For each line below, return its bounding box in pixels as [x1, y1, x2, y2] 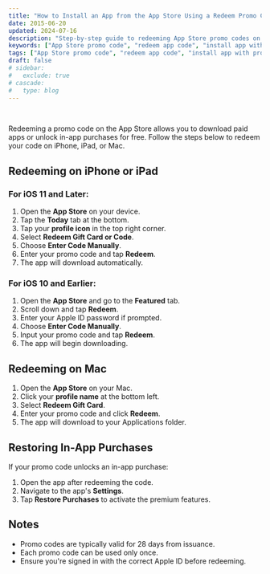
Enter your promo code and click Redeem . [19, 409, 161, 418]
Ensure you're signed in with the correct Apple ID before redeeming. [19, 556, 247, 566]
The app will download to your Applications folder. [19, 417, 186, 427]
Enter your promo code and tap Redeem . [19, 250, 156, 259]
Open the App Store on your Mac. [19, 383, 133, 393]
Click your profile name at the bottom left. [19, 392, 160, 401]
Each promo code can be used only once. [19, 548, 158, 557]
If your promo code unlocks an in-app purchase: [8, 462, 169, 471]
